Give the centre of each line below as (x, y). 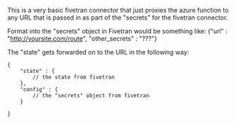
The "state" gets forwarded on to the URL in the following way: (98, 52)
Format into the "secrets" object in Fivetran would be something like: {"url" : (117, 31)
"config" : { (39, 90)
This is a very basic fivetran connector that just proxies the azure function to (118, 10)
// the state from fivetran (74, 77)
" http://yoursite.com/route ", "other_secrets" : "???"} (82, 39)
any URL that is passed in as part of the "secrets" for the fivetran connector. (118, 18)
